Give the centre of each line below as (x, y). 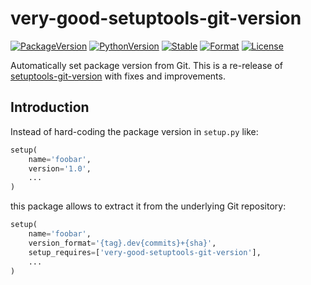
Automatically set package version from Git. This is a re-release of (147, 65)
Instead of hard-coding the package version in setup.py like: (134, 131)
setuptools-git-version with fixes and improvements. (118, 76)
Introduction (50, 107)
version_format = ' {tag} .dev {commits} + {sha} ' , (122, 243)
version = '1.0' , (60, 168)
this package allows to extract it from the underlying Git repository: (148, 206)
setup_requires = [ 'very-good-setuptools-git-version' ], (145, 252)
